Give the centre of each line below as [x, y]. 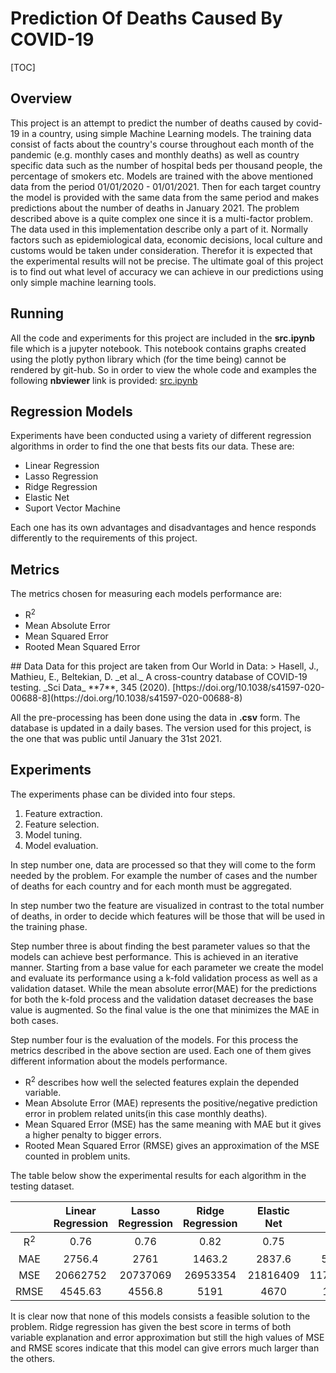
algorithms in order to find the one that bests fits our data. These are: [152, 446]
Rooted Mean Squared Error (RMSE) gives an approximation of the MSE [172, 1146]
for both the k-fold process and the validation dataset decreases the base [162, 999]
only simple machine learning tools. [83, 282]
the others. [33, 1358]
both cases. [34, 1020]
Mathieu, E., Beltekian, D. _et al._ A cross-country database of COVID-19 [159, 676]
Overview [41, 98]
